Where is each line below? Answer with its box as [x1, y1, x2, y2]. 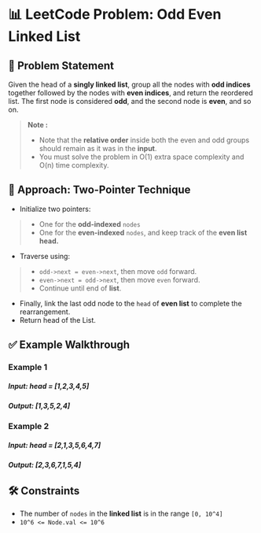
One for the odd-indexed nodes [39, 219, 141, 228]
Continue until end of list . [39, 283, 122, 293]
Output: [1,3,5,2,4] [8, 402, 71, 411]
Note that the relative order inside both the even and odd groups [39, 135, 250, 145]
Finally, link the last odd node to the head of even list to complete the [19, 298, 242, 308]
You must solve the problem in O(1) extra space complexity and [39, 152, 244, 161]
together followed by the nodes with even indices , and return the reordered [8, 88, 253, 98]
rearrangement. [19, 307, 71, 316]
